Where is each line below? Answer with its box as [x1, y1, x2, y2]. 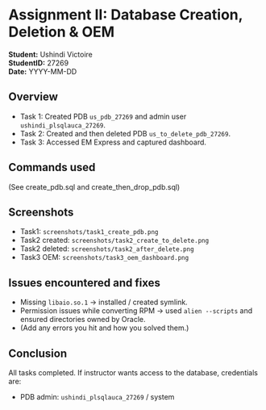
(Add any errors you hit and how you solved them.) [19, 323, 189, 333]
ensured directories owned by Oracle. [19, 315, 146, 324]
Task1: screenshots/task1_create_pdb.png [19, 227, 159, 236]
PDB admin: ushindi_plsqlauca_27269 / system [19, 392, 175, 401]
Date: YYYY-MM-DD [8, 66, 77, 76]
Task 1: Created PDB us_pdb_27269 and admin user [19, 111, 187, 121]
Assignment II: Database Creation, [8, 6, 243, 24]
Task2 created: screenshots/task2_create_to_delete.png [19, 236, 210, 245]
